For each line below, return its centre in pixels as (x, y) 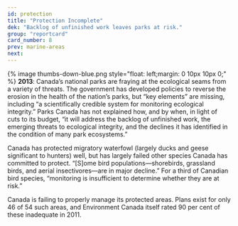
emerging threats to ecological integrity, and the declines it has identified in (118, 127)
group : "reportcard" (38, 34)
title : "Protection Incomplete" (55, 21)
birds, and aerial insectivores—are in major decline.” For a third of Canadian (118, 171)
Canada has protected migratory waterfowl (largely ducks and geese (108, 148)
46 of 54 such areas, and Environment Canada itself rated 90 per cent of (114, 207)
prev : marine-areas (36, 47)
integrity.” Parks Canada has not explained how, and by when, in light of (113, 112)
